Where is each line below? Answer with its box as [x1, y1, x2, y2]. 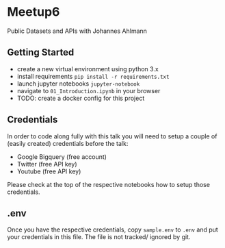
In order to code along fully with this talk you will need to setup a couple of [7, 132, 217, 140]
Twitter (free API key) [16, 160, 77, 168]
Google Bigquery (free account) [16, 152, 107, 161]
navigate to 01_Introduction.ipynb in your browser [16, 86, 161, 95]
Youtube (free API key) [16, 167, 81, 175]
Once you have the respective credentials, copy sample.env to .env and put [7, 225, 219, 234]
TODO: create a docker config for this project [16, 94, 145, 102]
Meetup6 [7, 4, 60, 20]
